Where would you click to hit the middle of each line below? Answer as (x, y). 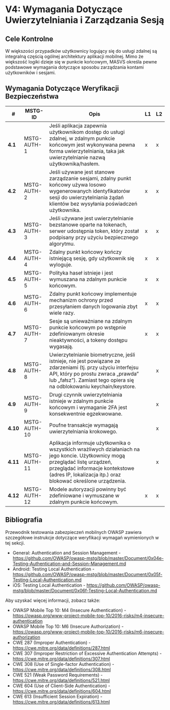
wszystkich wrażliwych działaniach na (95, 449)
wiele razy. (62, 313)
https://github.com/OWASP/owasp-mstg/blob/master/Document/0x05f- (88, 574)
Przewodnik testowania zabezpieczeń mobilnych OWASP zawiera (73, 532)
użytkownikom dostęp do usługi (87, 132)
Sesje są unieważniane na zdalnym (91, 321)
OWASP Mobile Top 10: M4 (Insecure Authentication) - (69, 610)
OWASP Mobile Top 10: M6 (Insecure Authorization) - (68, 626)
